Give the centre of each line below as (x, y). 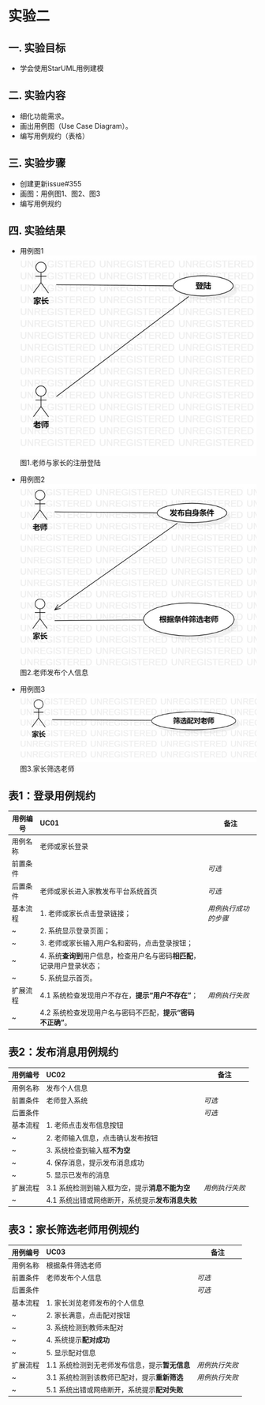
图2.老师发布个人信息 (54, 673)
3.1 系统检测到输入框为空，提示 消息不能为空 (118, 1187)
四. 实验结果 (37, 231)
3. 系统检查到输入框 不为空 (88, 1150)
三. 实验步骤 (37, 163)
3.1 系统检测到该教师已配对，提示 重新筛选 (115, 1377)
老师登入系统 (67, 1100)
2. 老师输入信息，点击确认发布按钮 (102, 1137)
